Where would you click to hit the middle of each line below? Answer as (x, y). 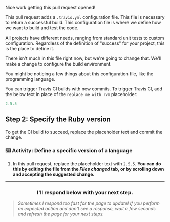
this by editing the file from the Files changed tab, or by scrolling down (88, 169)
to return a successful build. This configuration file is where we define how (83, 23)
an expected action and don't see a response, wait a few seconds (87, 209)
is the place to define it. (30, 49)
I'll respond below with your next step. (85, 192)
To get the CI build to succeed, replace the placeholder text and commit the (84, 132)
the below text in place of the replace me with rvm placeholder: (71, 94)
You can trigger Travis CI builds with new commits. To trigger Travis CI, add (84, 89)
